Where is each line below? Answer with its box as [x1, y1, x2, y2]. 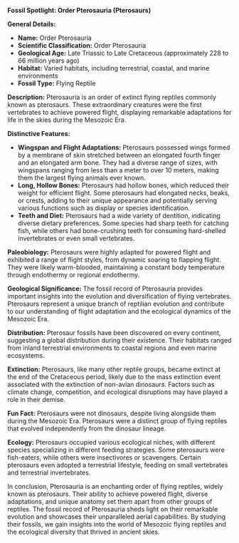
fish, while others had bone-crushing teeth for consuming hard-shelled [17, 227, 226, 234]
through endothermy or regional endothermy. [7, 271, 140, 279]
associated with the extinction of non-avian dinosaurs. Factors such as [7, 381, 215, 388]
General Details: [7, 20, 56, 28]
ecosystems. [7, 351, 45, 359]
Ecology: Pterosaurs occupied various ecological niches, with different [7, 438, 216, 446]
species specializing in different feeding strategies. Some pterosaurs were [7, 445, 225, 454]
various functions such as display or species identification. [17, 204, 191, 212]
